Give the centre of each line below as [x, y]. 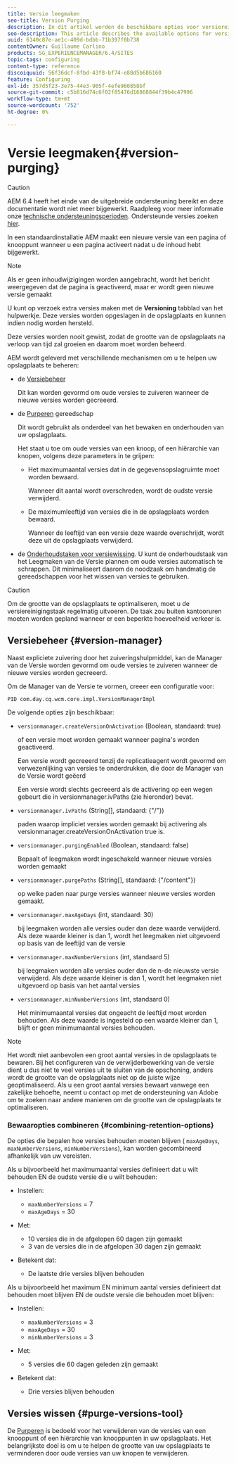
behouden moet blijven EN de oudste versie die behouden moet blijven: [111, 1294]
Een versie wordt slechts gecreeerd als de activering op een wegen [115, 789]
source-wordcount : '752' [44, 106]
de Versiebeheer [41, 379]
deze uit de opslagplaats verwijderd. [80, 540]
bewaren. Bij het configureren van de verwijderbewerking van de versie [111, 1062]
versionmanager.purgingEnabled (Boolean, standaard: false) [103, 845]
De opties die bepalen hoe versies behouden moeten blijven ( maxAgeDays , [113, 1140]
